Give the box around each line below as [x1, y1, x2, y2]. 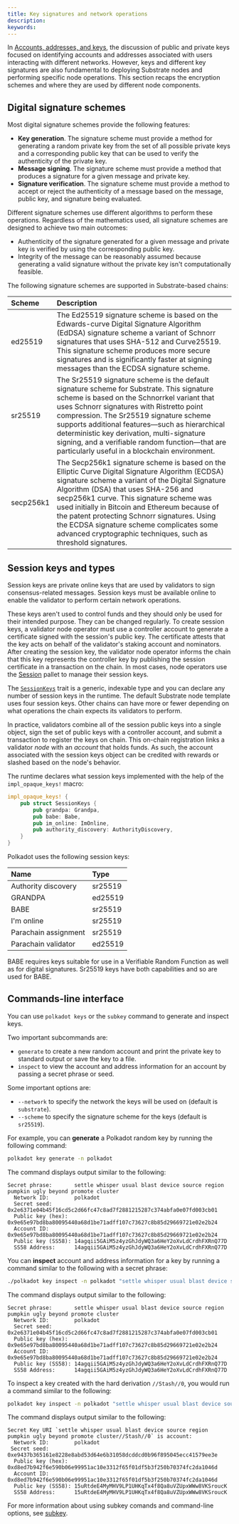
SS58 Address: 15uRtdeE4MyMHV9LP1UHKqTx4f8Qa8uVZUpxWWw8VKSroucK [14, 1489, 228, 1496]
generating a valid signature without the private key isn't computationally [17, 260, 231, 269]
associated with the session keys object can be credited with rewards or [7, 751, 219, 759]
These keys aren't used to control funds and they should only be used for [7, 609, 223, 618]
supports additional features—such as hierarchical [56, 420, 225, 430]
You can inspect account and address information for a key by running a [7, 1256, 221, 1264]
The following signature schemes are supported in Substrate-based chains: [7, 282, 229, 290]
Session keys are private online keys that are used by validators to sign [7, 581, 216, 589]
